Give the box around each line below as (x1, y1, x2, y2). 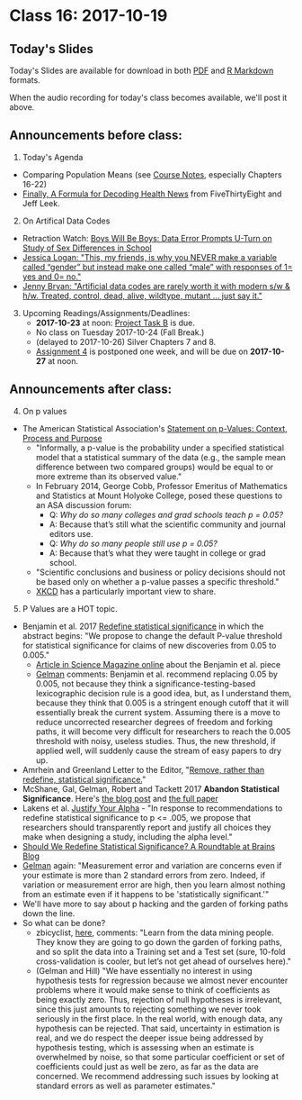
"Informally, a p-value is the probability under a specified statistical (35, 442, 285, 453)
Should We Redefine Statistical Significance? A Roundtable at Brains (22, 841, 276, 851)
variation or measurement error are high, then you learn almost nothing (22, 879, 286, 890)
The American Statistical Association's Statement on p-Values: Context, (22, 423, 288, 433)
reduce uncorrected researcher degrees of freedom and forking (35, 716, 273, 727)
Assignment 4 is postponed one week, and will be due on (35, 346, 249, 357)
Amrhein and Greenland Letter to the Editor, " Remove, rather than (22, 764, 265, 775)
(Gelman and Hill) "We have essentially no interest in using (35, 965, 253, 976)
